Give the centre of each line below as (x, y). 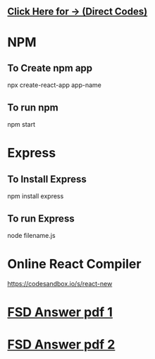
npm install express (36, 196)
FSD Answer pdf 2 (61, 344)
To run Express (41, 218)
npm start (21, 125)
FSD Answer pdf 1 (60, 313)
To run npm (33, 107)
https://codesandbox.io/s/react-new (60, 283)
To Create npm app (50, 68)
